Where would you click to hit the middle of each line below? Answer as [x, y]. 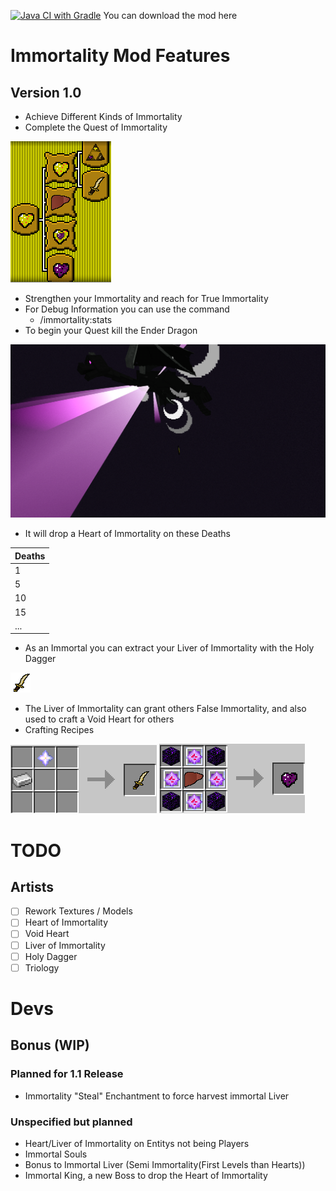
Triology [42, 967]
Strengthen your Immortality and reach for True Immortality [146, 298]
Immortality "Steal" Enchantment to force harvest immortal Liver [157, 1096]
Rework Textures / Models [78, 911]
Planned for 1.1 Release [67, 1074]
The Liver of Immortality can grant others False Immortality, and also [165, 709]
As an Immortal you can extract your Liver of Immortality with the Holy [169, 648]
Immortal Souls [56, 1154]
